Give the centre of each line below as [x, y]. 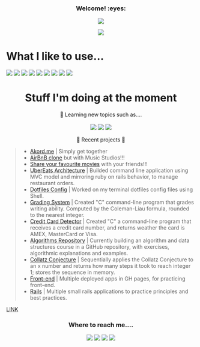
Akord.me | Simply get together [69, 152]
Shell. [37, 196]
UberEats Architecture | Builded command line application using [109, 171]
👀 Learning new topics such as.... [101, 114]
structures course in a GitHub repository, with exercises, [99, 247]
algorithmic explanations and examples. [79, 254]
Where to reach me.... [101, 325]
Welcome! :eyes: [101, 8]
